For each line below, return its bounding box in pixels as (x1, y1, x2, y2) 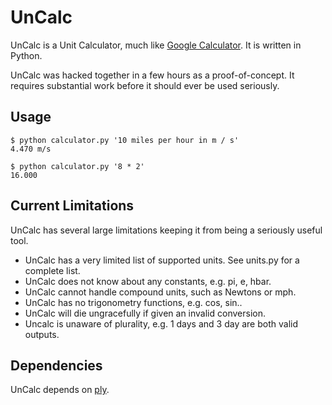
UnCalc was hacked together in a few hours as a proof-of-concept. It (10, 69, 295, 81)
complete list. (24, 264, 81, 276)
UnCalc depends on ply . (10, 384, 110, 396)
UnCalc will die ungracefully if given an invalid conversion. (24, 307, 266, 319)
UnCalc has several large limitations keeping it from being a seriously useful (10, 224, 323, 236)
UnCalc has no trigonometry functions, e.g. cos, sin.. (24, 296, 243, 308)
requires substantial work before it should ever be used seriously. (10, 79, 280, 91)
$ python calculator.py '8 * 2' (10, 161, 145, 171)
